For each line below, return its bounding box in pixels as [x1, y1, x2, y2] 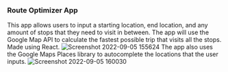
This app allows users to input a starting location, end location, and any [7, 21, 208, 29]
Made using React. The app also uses [7, 43, 214, 51]
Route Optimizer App [7, 5, 79, 15]
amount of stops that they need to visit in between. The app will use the [7, 28, 210, 36]
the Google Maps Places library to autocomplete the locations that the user [7, 50, 219, 58]
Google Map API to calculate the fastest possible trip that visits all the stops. [7, 36, 222, 44]
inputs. [7, 58, 27, 66]
